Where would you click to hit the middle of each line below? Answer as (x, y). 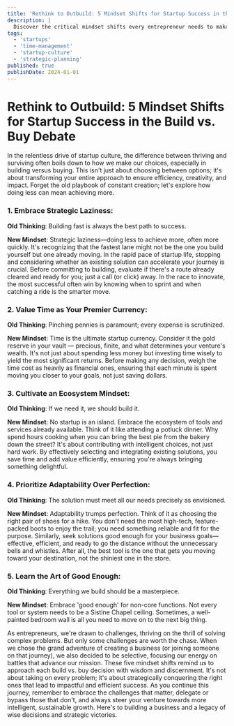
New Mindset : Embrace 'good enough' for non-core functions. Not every (112, 605)
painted (18, 619)
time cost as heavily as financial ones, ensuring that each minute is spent (112, 368)
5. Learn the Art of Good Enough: (64, 576)
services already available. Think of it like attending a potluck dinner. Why (113, 429)
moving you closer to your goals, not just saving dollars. (87, 376)
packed (18, 528)
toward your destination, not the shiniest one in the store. (89, 558)
